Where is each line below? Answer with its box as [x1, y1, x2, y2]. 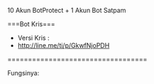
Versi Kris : [17, 33, 50, 42]
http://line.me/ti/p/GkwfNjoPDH [17, 41, 110, 49]
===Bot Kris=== [7, 20, 55, 28]
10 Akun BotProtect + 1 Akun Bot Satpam [7, 6, 126, 14]
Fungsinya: [7, 69, 40, 77]
